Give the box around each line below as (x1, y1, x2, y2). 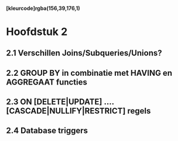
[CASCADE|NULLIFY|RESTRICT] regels (6, 105, 151, 116)
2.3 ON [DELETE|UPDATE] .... (6, 97, 114, 107)
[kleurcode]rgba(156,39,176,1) (6, 5, 80, 12)
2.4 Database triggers (6, 126, 88, 136)
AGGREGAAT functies (6, 77, 88, 87)
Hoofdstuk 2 (6, 25, 68, 38)
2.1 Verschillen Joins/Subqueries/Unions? (6, 48, 162, 58)
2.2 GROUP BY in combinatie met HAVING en (6, 68, 173, 78)
